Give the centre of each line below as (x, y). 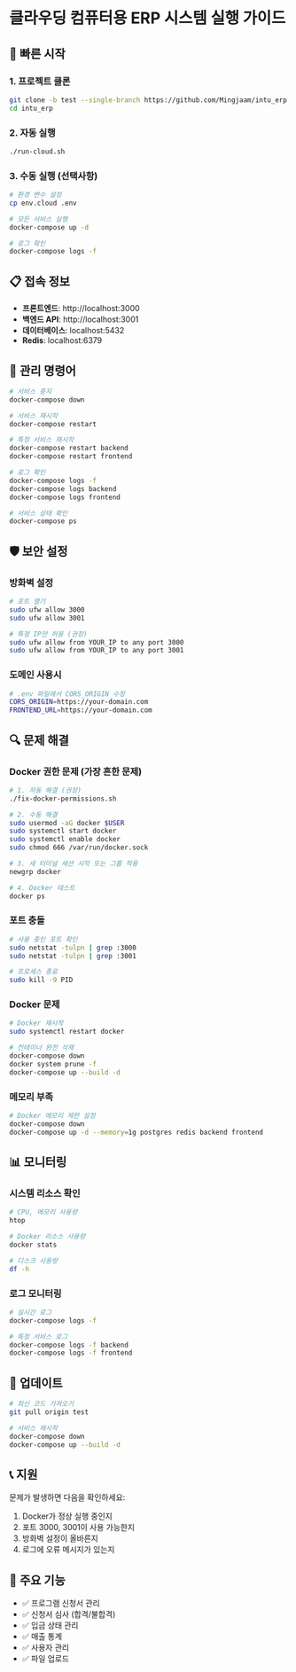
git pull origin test (49, 1412)
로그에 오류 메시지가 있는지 (68, 1550)
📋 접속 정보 (40, 281)
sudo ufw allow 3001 (47, 618)
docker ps (27, 896)
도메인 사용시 (35, 675)
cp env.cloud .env (43, 203)
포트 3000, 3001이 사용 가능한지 (78, 1527)
